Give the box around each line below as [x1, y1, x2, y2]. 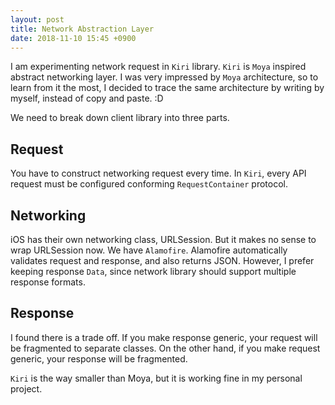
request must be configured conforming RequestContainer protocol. [10, 178, 288, 190]
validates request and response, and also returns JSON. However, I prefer [10, 255, 315, 266]
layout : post [10, 14, 65, 25]
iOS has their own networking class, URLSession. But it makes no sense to [10, 234, 317, 245]
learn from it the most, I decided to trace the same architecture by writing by [10, 82, 325, 94]
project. [10, 382, 43, 395]
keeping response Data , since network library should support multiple [10, 266, 297, 277]
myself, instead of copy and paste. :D [10, 92, 164, 105]
